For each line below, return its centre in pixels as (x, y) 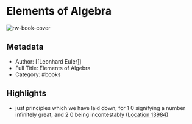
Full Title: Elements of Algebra (53, 68)
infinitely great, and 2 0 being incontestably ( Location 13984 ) (92, 114)
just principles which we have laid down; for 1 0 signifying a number (100, 108)
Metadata (25, 47)
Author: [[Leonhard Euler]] (48, 61)
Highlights (27, 93)
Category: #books (38, 74)
